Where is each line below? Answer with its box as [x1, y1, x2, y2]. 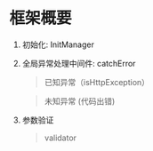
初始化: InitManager [21, 39, 95, 50]
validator [44, 132, 77, 143]
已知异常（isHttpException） [44, 76, 149, 87]
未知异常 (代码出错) [44, 95, 116, 107]
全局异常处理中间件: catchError [21, 58, 136, 68]
